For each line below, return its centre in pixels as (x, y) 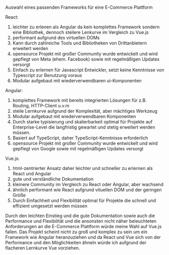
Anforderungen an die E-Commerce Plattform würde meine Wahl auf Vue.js (83, 226)
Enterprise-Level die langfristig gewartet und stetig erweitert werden (84, 127)
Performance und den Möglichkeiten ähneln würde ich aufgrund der (76, 243)
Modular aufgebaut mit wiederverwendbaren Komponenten (74, 116)
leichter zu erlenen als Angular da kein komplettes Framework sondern (86, 27)
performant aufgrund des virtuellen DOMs (56, 38)
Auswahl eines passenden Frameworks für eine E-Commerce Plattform (79, 7)
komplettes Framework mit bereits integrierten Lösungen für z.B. (80, 100)
